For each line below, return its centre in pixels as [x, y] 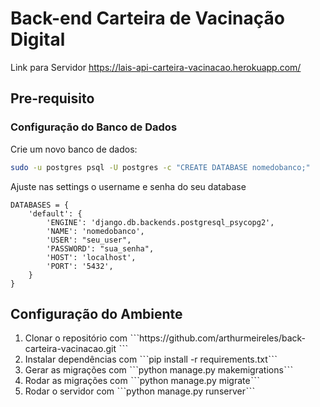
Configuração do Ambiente [96, 313]
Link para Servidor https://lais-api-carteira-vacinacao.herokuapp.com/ [156, 67]
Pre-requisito [52, 98]
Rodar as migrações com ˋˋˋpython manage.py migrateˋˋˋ [142, 381]
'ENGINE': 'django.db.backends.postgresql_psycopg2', [160, 222]
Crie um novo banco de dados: [74, 149]
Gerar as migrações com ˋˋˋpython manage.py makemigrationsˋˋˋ [158, 370]
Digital [38, 39]
